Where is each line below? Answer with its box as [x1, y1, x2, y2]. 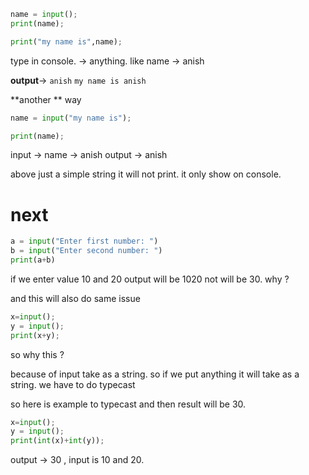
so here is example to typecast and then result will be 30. [10, 398, 247, 410]
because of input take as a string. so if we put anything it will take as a [10, 368, 300, 380]
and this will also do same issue [10, 292, 141, 304]
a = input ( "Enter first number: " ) [10, 236, 159, 247]
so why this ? [10, 348, 65, 360]
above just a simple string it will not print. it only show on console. [10, 168, 282, 180]
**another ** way [10, 93, 82, 105]
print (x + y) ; [10, 330, 60, 340]
